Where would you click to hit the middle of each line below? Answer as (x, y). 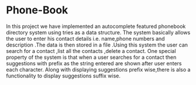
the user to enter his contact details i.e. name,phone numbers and (85, 38)
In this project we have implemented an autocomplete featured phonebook (96, 26)
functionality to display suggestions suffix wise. (63, 76)
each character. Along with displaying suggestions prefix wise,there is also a (98, 69)
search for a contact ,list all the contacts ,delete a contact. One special (91, 51)
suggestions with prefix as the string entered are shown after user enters (94, 63)
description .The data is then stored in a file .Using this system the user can (97, 45)
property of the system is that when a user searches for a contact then (91, 57)
